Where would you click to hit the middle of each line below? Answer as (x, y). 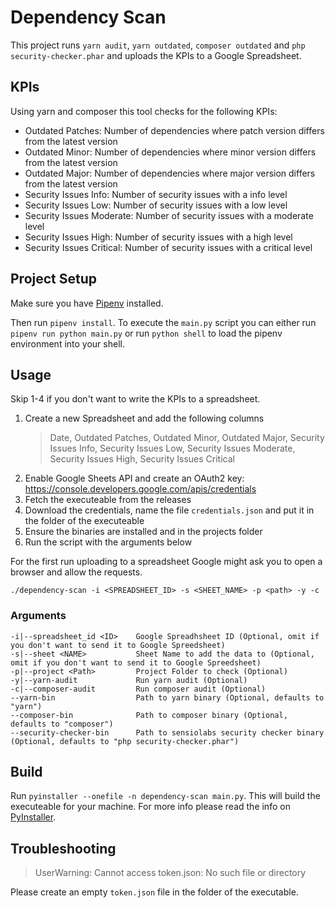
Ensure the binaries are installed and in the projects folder (143, 532)
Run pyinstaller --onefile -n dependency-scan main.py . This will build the (165, 796)
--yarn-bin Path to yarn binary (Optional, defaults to (167, 697)
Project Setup (54, 279)
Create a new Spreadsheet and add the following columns (144, 418)
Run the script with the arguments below (108, 542)
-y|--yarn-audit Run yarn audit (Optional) (129, 680)
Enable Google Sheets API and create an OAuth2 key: (134, 478)
